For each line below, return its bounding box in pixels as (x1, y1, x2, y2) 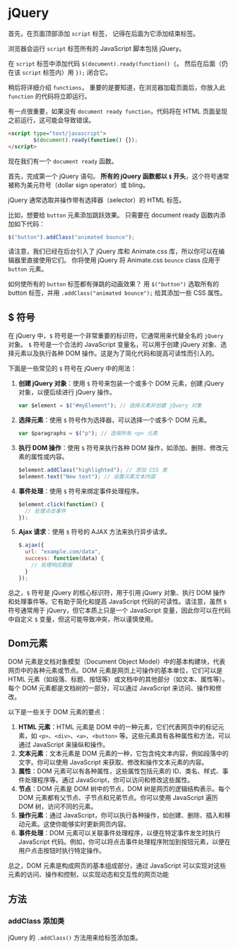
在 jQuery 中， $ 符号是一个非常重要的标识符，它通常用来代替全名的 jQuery (8, 331, 224, 340)
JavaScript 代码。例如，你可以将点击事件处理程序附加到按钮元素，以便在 (18, 837, 231, 846)
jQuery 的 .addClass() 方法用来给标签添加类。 (8, 933, 142, 942)
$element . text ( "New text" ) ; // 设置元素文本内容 (18, 473, 156, 480)
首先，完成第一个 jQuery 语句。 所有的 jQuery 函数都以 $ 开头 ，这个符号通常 (8, 172, 230, 180)
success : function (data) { (25, 555, 105, 562)
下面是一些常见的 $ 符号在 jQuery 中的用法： (8, 364, 137, 372)
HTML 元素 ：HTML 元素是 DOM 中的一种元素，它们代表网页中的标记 (18, 723, 218, 731)
